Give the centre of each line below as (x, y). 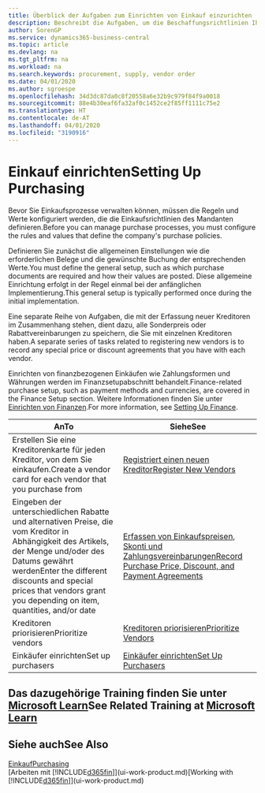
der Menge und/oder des (58, 551)
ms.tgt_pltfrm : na (38, 60)
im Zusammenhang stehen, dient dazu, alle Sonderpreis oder (107, 325)
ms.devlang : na (33, 52)
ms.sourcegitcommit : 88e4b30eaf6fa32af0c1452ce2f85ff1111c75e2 (114, 103)
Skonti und (143, 546)
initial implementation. (44, 301)
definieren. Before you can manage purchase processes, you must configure (132, 227)
